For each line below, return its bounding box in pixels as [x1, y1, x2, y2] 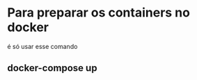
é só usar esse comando [7, 42, 78, 50]
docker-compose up [7, 62, 97, 74]
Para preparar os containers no [7, 5, 190, 21]
